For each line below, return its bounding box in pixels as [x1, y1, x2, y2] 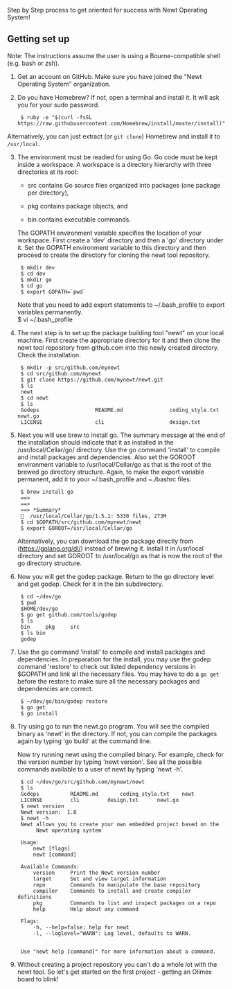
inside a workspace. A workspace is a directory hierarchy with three [17, 160, 212, 168]
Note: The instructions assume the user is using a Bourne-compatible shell [7, 51, 220, 60]
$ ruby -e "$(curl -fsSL [20, 114, 92, 121]
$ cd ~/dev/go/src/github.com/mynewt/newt [20, 778, 145, 785]
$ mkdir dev [20, 264, 55, 271]
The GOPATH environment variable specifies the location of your [17, 229, 202, 237]
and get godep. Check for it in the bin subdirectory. [17, 580, 164, 588]
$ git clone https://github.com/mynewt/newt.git [20, 376, 164, 383]
